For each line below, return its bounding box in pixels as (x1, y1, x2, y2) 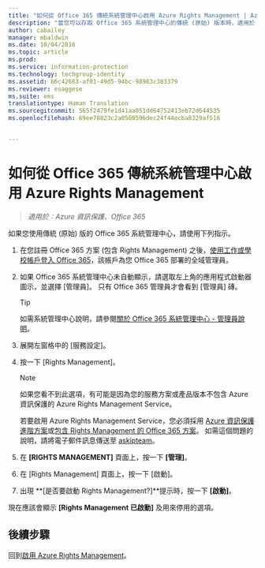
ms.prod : (8, 56, 37, 64)
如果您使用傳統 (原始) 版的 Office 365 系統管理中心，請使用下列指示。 (8, 228, 235, 237)
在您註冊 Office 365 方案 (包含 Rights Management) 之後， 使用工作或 (19, 245, 245, 255)
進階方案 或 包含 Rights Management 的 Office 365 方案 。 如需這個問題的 (19, 425, 254, 435)
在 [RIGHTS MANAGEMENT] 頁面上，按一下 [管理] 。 (19, 452, 192, 461)
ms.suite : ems (8, 92, 55, 100)
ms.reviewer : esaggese (8, 84, 83, 93)
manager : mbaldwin (8, 33, 69, 42)
